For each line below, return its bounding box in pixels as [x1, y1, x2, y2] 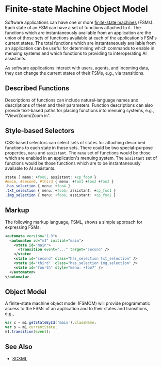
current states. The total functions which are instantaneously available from [5, 40, 156, 46]
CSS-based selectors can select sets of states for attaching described [5, 139, 146, 145]
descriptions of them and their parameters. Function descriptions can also [5, 102, 153, 108]
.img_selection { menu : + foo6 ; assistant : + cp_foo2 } [5, 193, 116, 198]
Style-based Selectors [5, 127, 75, 135]
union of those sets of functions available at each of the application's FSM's [5, 35, 157, 41]
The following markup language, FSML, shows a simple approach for [5, 219, 143, 225]
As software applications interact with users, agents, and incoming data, [5, 65, 149, 71]
